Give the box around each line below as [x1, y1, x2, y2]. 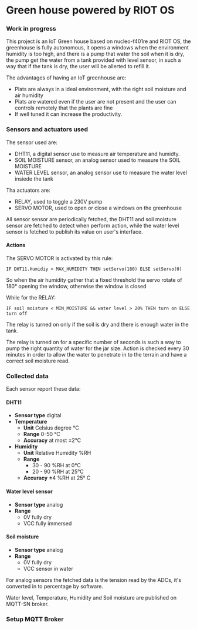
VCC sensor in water [23, 565, 73, 572]
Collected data [6, 372, 49, 380]
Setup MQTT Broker [6, 615, 64, 623]
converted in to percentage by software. [6, 583, 104, 590]
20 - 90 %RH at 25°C [32, 468, 84, 475]
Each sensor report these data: [6, 385, 81, 392]
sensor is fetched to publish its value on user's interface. [6, 228, 144, 235]
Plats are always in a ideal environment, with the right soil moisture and [14, 86, 186, 93]
